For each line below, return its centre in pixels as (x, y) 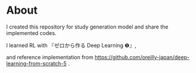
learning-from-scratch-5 (36, 64)
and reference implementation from (50, 57)
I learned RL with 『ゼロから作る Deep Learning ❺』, (71, 45)
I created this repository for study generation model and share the (87, 27)
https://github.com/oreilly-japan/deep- (142, 57)
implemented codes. (31, 33)
